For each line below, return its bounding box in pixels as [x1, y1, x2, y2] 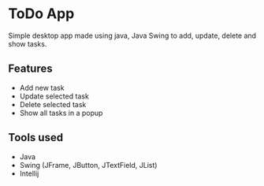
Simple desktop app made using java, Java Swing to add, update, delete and [8, 31, 257, 40]
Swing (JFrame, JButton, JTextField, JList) [19, 160, 158, 169]
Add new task [19, 83, 65, 92]
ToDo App [8, 5, 75, 23]
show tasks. [8, 39, 47, 48]
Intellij [19, 169, 39, 178]
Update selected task [19, 91, 89, 101]
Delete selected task [19, 99, 87, 109]
